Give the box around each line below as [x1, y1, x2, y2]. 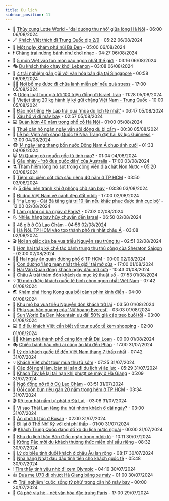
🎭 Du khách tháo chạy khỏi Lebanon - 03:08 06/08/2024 [12, 63, 134, 69]
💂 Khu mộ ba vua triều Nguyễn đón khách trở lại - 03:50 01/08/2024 [12, 301, 155, 307]
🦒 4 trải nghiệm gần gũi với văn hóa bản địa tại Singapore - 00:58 [12, 70, 149, 76]
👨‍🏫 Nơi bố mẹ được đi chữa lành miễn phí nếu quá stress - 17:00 [12, 81, 146, 87]
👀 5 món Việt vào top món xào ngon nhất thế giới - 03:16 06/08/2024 [12, 57, 156, 63]
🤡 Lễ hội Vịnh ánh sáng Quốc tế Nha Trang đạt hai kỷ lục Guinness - [12, 131, 154, 137]
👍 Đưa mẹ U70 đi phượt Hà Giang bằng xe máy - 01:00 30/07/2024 [12, 472, 153, 478]
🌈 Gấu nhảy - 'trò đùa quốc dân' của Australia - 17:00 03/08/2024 [12, 158, 150, 164]
